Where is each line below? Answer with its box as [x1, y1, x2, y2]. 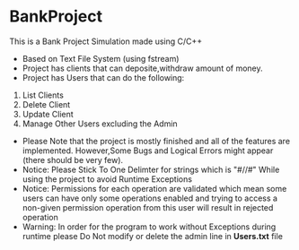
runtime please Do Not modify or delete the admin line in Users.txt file [22, 230, 283, 241]
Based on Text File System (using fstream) [22, 53, 180, 64]
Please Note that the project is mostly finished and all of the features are [22, 135, 290, 146]
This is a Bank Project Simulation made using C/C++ [9, 36, 203, 47]
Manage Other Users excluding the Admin [22, 118, 178, 129]
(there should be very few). [22, 154, 124, 165]
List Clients [22, 90, 65, 100]
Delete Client [22, 99, 71, 109]
